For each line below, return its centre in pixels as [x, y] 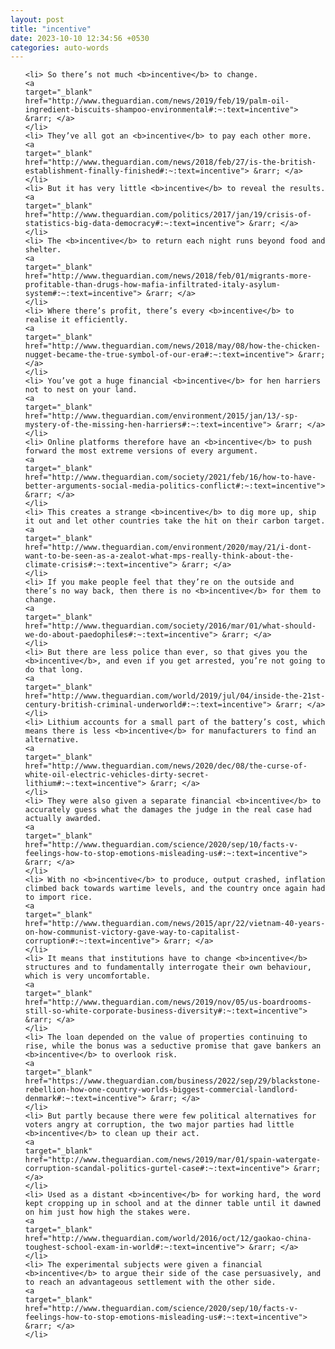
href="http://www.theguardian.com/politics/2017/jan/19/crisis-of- [168, 215]
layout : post [37, 19]
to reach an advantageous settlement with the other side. [150, 1282]
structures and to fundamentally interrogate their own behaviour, [168, 967]
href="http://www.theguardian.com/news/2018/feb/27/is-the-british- [170, 162]
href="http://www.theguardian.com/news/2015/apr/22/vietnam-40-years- [175, 924]
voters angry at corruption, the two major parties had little [159, 1125]
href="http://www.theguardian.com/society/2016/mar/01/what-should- [170, 626]
